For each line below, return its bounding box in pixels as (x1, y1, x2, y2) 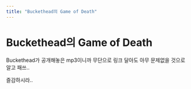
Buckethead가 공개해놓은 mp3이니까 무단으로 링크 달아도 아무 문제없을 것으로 (6, 57, 186, 64)
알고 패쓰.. (6, 64, 30, 71)
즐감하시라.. (6, 76, 33, 83)
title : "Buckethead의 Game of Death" (6, 8, 98, 15)
